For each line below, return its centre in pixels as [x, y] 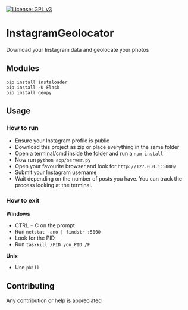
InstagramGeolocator [60, 33]
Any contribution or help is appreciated [54, 300]
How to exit [23, 201]
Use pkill [27, 267]
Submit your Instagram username [56, 172]
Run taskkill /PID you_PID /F [52, 244]
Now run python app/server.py [53, 160]
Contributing [30, 286]
